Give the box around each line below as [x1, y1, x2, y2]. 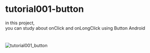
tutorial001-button [5, 3, 84, 15]
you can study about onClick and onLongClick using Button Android [5, 25, 145, 31]
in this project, [5, 20, 35, 26]
